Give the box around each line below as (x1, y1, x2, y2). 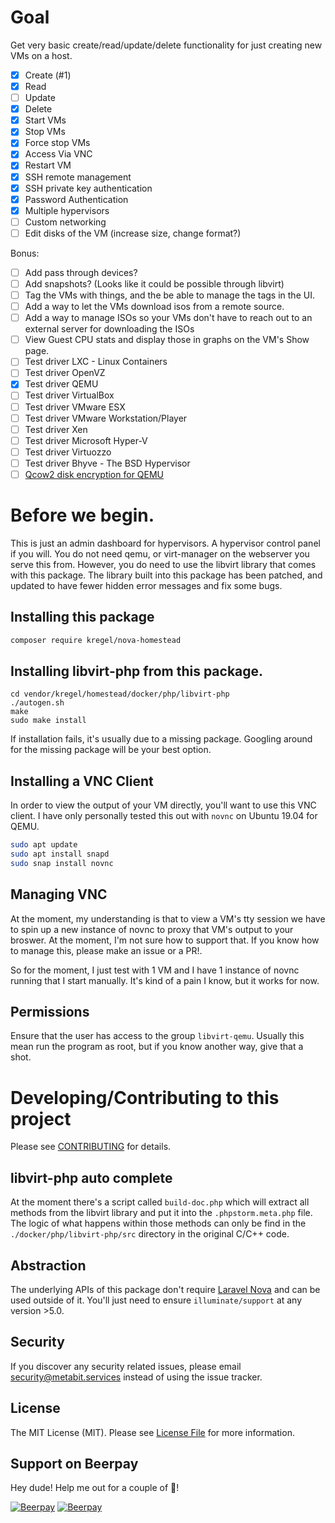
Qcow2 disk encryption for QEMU (24, 468, 165, 480)
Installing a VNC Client (10, 772, 154, 790)
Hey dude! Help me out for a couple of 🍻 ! (10, 1482, 180, 1494)
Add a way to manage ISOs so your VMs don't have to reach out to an (24, 312, 313, 324)
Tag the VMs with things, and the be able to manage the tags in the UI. (24, 289, 315, 301)
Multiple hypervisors (24, 204, 110, 216)
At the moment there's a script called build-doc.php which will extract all (10, 1196, 310, 1208)
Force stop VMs (24, 137, 91, 149)
